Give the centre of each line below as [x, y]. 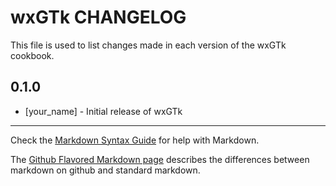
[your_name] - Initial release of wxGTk [103, 111]
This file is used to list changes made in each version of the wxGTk [148, 45]
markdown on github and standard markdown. [105, 170]
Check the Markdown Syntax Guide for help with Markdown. [135, 140]
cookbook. [32, 55]
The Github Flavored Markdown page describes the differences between [160, 159]
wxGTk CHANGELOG [98, 17]
